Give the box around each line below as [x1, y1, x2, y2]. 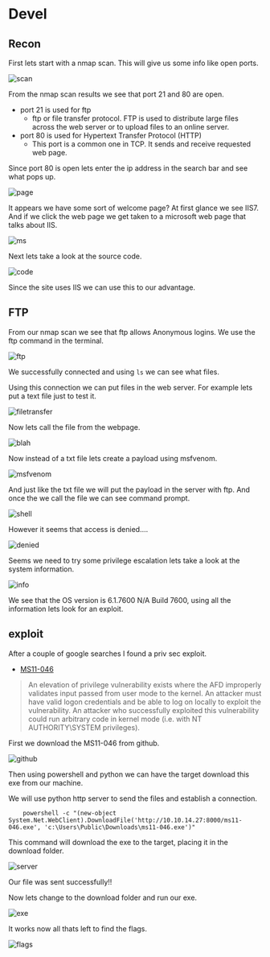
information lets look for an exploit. [8, 604, 124, 613]
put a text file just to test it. [8, 391, 96, 401]
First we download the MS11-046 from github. [8, 738, 160, 748]
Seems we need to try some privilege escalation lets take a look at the [8, 555, 240, 565]
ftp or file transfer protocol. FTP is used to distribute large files [31, 113, 239, 123]
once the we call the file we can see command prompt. [8, 493, 190, 503]
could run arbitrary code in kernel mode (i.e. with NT [27, 714, 202, 724]
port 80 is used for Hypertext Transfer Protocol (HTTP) [19, 130, 202, 140]
